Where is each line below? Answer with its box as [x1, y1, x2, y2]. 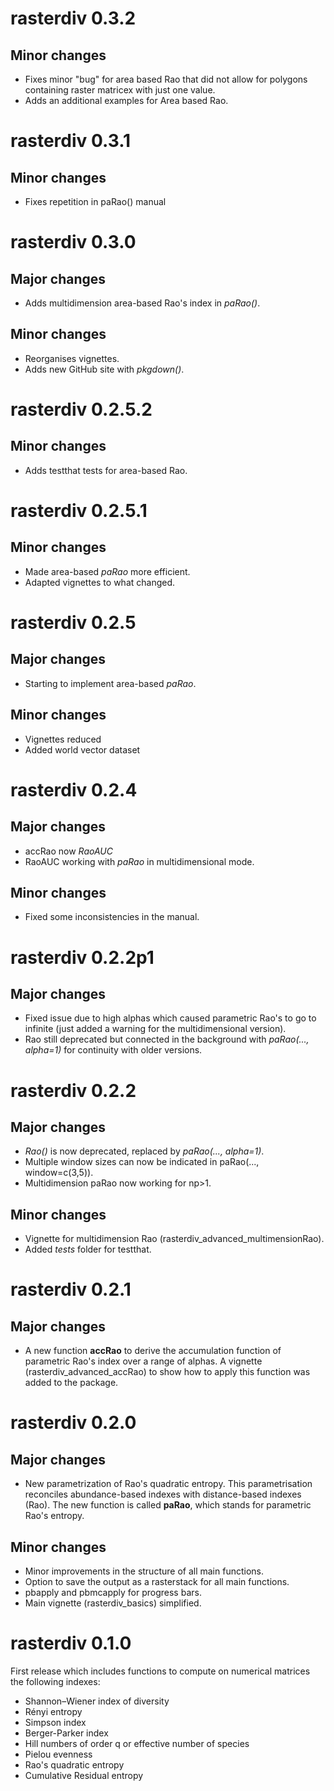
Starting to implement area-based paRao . [24, 677, 197, 689]
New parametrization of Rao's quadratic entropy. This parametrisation [24, 1478, 313, 1490]
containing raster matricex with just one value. [24, 84, 216, 96]
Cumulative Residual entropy [24, 1770, 144, 1781]
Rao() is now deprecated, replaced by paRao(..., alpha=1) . [24, 1145, 265, 1157]
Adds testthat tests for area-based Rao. [24, 464, 188, 476]
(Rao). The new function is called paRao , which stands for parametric [24, 1499, 312, 1511]
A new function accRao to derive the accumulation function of [24, 1345, 282, 1357]
